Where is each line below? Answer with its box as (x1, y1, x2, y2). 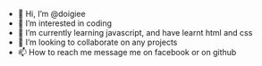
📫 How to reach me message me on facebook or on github (17, 47, 237, 57)
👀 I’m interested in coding (17, 18, 113, 29)
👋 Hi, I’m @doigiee (17, 9, 87, 19)
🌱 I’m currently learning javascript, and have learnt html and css (17, 28, 253, 37)
